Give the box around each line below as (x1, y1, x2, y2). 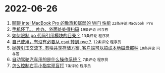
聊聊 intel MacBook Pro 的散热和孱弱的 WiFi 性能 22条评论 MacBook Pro (11, 20, 154, 26)
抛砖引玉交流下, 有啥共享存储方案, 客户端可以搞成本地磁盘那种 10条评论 (11, 45, 156, 51)
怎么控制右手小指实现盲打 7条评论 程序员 (11, 63, 91, 69)
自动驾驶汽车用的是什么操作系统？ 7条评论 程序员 (11, 56, 109, 62)
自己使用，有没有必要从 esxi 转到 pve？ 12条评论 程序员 (11, 38, 121, 45)
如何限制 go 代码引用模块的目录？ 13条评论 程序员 (11, 32, 110, 38)
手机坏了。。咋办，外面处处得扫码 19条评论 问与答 (11, 26, 109, 32)
